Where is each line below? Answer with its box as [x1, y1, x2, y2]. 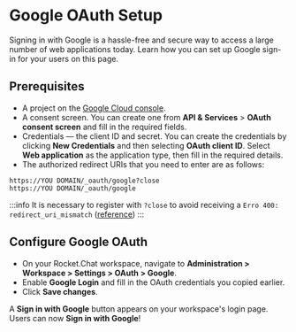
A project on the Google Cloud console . [21, 103, 166, 113]
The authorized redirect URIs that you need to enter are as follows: [21, 158, 265, 169]
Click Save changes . [21, 286, 99, 297]
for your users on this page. [17, 53, 119, 64]
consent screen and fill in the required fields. [21, 121, 187, 132]
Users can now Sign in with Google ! [9, 313, 141, 323]
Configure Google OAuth [9, 235, 148, 250]
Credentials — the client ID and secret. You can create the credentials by [21, 130, 287, 142]
